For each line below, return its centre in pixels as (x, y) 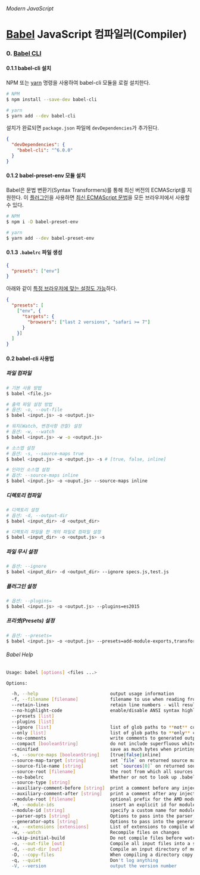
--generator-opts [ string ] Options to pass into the (93, 821)
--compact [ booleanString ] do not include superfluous (96, 744)
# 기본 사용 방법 (24, 388)
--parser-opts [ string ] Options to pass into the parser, (104, 816)
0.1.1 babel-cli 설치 (29, 68)
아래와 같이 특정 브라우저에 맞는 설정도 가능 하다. (62, 289)
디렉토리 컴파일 (24, 495)
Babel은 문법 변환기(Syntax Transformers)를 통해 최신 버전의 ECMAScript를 (96, 190)
